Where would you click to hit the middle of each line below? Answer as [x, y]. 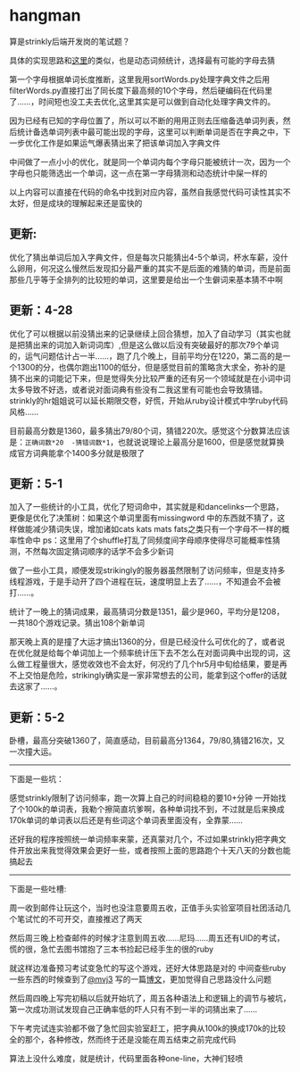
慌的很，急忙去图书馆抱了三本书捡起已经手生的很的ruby [112, 949]
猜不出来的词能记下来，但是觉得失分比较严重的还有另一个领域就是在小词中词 [150, 378]
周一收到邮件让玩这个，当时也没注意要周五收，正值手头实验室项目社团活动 [146, 908]
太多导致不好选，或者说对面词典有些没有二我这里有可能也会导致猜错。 [138, 389]
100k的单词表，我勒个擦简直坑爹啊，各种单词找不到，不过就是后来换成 [155, 810]
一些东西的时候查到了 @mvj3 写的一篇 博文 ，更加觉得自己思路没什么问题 [141, 979]
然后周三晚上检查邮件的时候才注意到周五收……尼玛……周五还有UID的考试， [147, 938]
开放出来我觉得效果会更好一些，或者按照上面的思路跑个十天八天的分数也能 [154, 851]
